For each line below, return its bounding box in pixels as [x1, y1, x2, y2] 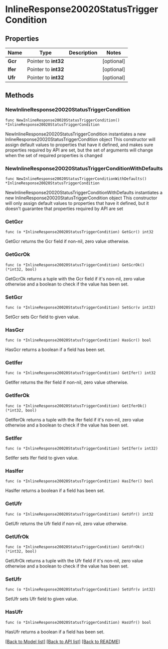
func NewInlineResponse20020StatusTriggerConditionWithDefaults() [5, 176, 147, 181]
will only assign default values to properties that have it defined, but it [5, 200, 149, 206]
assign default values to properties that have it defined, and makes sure [5, 141, 153, 148]
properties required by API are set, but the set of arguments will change [5, 147, 153, 153]
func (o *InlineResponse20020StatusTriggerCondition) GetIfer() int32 [5, 371, 156, 376]
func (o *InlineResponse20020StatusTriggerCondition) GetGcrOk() [5, 262, 144, 267]
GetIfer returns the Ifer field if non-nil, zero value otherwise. [5, 379, 129, 386]
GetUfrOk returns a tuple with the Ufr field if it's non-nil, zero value [5, 557, 143, 563]
